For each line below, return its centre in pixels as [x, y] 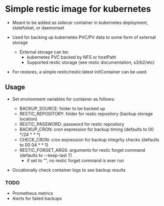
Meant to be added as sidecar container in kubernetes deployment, [80, 23]
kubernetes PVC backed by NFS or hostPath [71, 57]
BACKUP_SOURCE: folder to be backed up [62, 108]
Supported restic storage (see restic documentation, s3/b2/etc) [91, 62]
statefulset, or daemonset [38, 27]
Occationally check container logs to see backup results [69, 170]
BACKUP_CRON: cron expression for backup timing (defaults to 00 [87, 129]
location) [28, 119]
